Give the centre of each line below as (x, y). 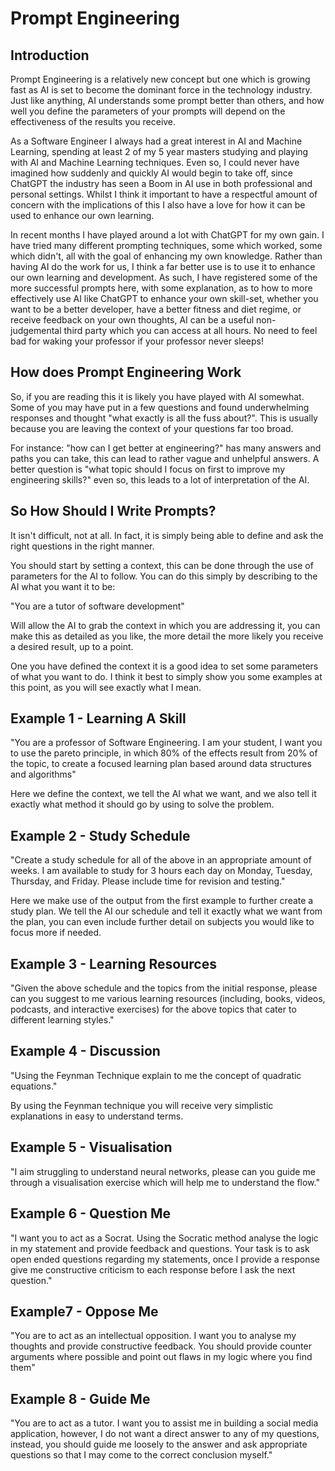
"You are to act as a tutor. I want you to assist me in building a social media (164, 1423)
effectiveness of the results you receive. (93, 121)
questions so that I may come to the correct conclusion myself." (141, 1455)
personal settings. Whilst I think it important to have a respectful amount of (164, 194)
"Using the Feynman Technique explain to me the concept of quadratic (156, 1075)
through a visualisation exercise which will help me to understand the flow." (165, 1182)
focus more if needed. (56, 933)
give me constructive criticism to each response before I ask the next (153, 1269)
